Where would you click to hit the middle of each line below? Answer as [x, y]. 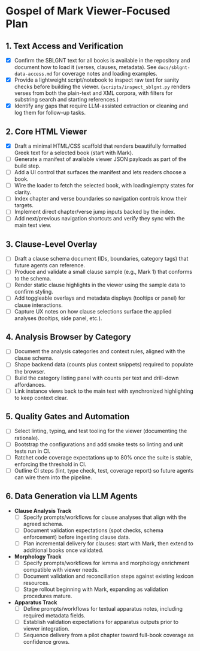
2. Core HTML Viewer [46, 131]
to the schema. [33, 279]
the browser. [30, 371]
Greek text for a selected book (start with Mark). [74, 153]
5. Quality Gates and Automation [68, 416]
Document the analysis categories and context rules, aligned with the [100, 351]
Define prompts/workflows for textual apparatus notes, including [103, 608]
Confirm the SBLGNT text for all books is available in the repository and [102, 60]
